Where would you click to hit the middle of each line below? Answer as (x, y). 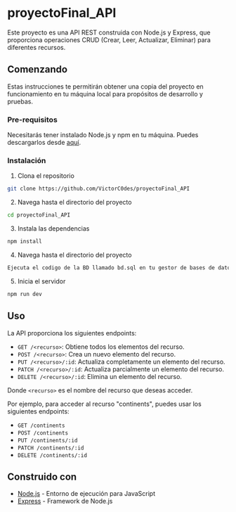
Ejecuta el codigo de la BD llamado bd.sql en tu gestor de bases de (111, 268)
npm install (25, 242)
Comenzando (38, 69)
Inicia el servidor (41, 281)
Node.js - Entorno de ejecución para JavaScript (86, 494)
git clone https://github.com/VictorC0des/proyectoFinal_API (99, 189)
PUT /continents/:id (47, 440)
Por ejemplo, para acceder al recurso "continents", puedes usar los (104, 404)
